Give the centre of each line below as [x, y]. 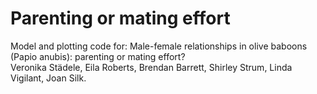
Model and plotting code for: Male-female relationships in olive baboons [159, 46]
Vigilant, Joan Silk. [48, 78]
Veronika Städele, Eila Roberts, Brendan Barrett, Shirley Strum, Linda [151, 67]
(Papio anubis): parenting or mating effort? [98, 56]
